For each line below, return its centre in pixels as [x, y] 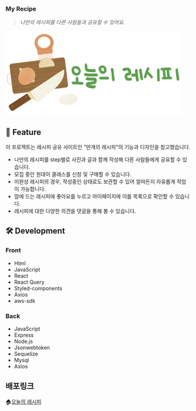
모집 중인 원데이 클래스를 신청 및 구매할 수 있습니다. [72, 174]
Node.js [23, 342]
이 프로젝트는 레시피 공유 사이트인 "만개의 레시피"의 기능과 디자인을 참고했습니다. [98, 147]
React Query [29, 282]
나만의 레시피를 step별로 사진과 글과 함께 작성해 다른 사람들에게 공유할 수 [97, 160]
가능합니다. [33, 189]
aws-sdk [25, 301]
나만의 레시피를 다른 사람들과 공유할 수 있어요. [72, 22]
